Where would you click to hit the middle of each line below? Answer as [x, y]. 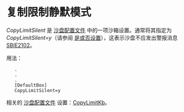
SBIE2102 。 [21, 45]
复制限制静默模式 [49, 12]
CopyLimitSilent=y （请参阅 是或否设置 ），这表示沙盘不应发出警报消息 [92, 37]
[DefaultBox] [31, 85]
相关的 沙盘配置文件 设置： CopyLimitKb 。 [58, 102]
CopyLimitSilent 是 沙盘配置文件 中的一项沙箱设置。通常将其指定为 [89, 30]
